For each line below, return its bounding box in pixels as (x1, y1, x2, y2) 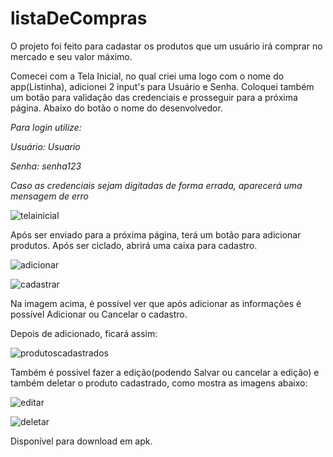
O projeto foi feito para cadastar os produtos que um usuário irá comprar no (10, 40, 323, 52)
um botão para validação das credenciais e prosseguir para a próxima (10, 91, 298, 103)
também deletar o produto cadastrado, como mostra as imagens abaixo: (10, 377, 308, 389)
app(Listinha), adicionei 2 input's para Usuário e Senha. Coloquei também (10, 80, 315, 92)
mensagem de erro (10, 190, 90, 202)
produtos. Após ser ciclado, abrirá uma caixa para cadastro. (10, 239, 258, 251)
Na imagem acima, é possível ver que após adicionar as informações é (10, 297, 302, 309)
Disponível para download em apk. (10, 435, 153, 447)
